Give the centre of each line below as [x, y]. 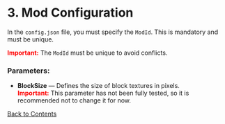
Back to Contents [32, 114]
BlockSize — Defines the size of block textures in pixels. [98, 86]
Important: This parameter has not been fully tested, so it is [103, 93]
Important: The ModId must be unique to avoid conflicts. [87, 53]
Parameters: [29, 71]
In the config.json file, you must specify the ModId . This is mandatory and [113, 32]
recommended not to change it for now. [74, 100]
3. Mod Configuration [70, 13]
